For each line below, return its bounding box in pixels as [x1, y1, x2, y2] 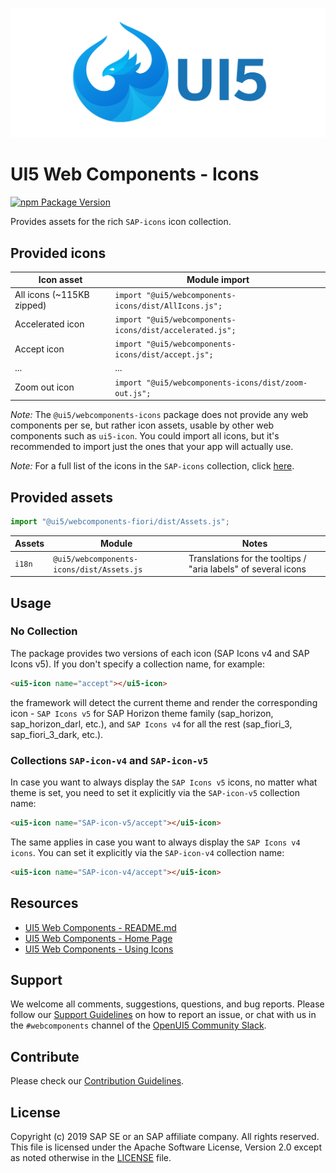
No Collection [10, 624, 78, 638]
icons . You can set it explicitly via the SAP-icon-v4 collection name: [10, 846, 285, 858]
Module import [186, 274, 250, 286]
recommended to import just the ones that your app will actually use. [10, 441, 294, 453]
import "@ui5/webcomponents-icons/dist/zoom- [114, 378, 308, 388]
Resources [10, 895, 79, 912]
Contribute [10, 1048, 80, 1065]
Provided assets [10, 489, 113, 506]
